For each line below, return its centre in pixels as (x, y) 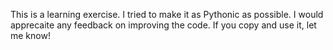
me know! (30, 35)
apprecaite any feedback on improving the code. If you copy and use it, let (163, 25)
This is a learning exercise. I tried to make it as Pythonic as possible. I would (167, 14)
